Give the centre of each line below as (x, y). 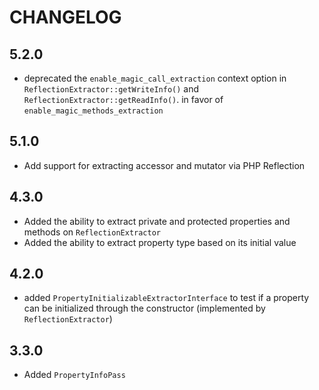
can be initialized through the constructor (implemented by (144, 308)
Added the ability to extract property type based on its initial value (160, 242)
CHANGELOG (65, 17)
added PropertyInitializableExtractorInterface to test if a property (166, 298)
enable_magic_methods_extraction (93, 111)
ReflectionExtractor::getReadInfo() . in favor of (123, 99)
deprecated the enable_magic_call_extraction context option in (155, 78)
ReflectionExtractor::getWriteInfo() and (111, 89)
